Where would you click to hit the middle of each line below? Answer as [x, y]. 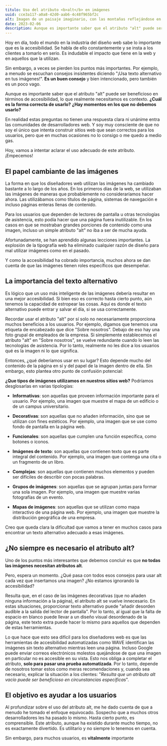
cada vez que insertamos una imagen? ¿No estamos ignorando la [72, 581]
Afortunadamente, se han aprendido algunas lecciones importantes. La [78, 240]
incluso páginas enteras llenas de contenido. [51, 204]
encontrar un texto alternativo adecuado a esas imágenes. [65, 532]
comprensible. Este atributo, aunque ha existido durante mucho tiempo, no [82, 723]
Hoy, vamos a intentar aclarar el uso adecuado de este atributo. [70, 150]
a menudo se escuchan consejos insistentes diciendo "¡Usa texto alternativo [83, 73]
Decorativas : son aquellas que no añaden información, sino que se [81, 416]
